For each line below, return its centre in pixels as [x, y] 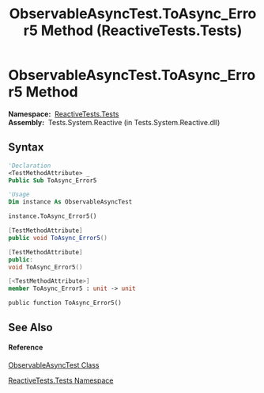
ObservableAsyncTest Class [54, 364]
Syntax [26, 147]
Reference [26, 347]
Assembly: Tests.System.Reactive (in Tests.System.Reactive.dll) [114, 122]
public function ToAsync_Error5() [65, 303]
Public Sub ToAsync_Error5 [53, 180]
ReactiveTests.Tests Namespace [61, 380]
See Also [30, 327]
